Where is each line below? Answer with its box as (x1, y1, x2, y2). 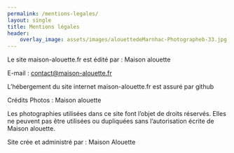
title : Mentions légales (7, 23, 80, 30)
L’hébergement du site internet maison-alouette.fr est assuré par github (7, 82, 214, 91)
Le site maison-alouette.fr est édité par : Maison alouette (7, 55, 171, 64)
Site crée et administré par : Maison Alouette (7, 138, 136, 147)
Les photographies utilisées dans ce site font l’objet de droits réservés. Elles (7, 110, 226, 118)
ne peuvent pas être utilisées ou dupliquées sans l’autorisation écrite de (7, 117, 215, 126)
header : (7, 29, 30, 37)
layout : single (7, 17, 52, 24)
